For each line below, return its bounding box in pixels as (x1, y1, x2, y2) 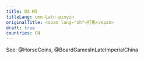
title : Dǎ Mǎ (6, 8, 38, 15)
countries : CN (6, 30, 41, 36)
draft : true (6, 25, 35, 31)
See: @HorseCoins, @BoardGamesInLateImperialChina (6, 46, 139, 53)
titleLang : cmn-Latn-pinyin (6, 14, 75, 20)
